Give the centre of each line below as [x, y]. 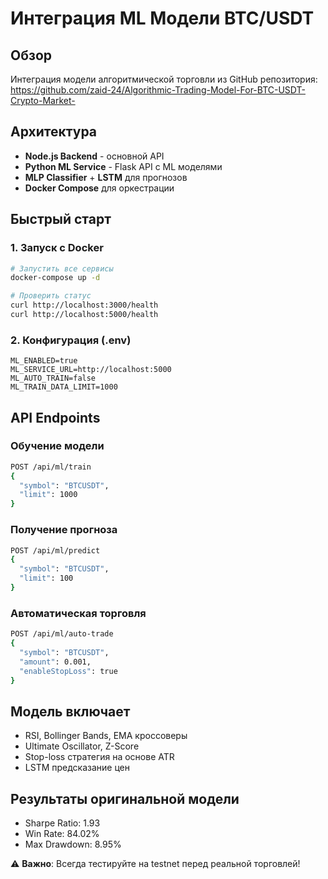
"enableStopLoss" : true [68, 671]
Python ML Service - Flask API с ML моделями [123, 166]
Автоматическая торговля [78, 613]
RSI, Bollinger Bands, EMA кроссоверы [106, 736]
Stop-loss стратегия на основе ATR [99, 757]
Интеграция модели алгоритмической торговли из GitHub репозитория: [164, 79]
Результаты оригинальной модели [125, 798]
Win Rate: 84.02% [62, 834]
